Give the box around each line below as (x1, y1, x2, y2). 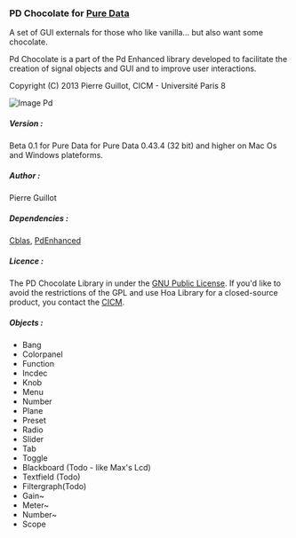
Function (21, 359, 55, 369)
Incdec (21, 368, 48, 379)
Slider (21, 434, 44, 445)
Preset (21, 415, 47, 426)
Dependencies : (9, 212, 69, 224)
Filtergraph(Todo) (21, 481, 87, 492)
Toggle (21, 453, 48, 463)
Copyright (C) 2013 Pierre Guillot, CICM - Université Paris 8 (9, 81, 227, 91)
